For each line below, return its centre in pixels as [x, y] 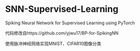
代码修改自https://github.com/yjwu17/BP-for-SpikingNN [62, 33]
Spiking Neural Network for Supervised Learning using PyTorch [70, 23]
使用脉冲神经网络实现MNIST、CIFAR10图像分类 [53, 44]
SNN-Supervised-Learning [62, 9]
